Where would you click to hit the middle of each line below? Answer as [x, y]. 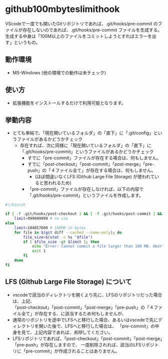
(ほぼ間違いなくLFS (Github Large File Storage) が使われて [95, 177]
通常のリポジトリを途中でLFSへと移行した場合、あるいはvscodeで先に [85, 320]
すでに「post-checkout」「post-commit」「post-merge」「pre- [91, 164]
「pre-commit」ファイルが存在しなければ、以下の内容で [85, 189]
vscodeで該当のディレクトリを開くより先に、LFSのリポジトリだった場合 [87, 295]
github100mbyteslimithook [62, 9]
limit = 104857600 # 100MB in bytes [50, 228]
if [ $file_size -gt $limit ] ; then [61, 242]
